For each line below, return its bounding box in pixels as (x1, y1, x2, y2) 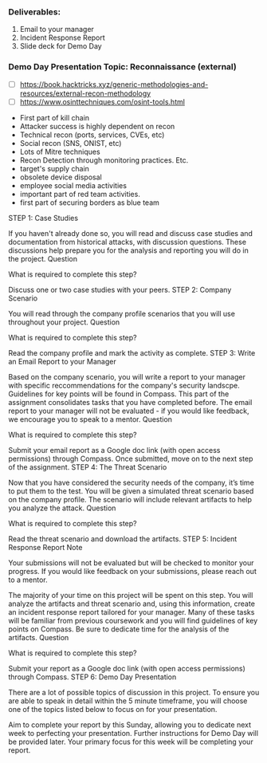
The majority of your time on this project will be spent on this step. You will (8, 590, 253, 600)
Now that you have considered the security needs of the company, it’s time (8, 478, 255, 487)
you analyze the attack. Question (8, 503, 116, 513)
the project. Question (8, 254, 78, 263)
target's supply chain (19, 163, 90, 173)
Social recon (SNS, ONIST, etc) (19, 138, 122, 147)
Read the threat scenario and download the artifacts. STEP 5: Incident (8, 533, 238, 544)
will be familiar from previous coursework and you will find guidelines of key (8, 616, 258, 625)
